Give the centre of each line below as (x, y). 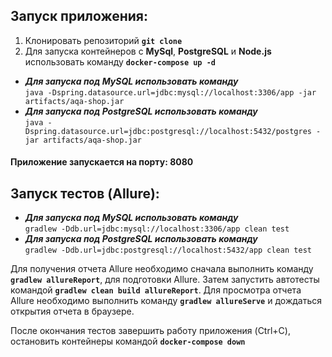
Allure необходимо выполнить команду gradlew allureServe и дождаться (166, 301)
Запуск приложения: (79, 16)
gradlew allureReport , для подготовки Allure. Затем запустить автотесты (165, 280)
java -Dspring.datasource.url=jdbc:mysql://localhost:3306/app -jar (170, 92)
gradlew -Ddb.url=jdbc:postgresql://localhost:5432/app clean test (168, 250)
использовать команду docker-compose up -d (120, 61)
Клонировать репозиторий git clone (103, 40)
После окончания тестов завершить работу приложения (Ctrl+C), (150, 331)
